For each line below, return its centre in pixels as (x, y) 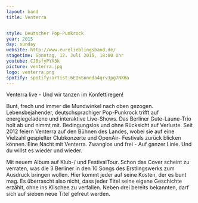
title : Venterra (26, 17)
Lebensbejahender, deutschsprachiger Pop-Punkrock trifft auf (83, 113)
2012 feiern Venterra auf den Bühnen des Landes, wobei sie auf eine (90, 131)
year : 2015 (20, 39)
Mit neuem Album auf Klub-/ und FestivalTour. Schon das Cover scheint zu (98, 162)
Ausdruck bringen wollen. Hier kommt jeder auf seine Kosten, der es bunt (96, 175)
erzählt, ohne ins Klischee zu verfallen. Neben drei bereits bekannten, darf (98, 187)
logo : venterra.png (30, 72)
